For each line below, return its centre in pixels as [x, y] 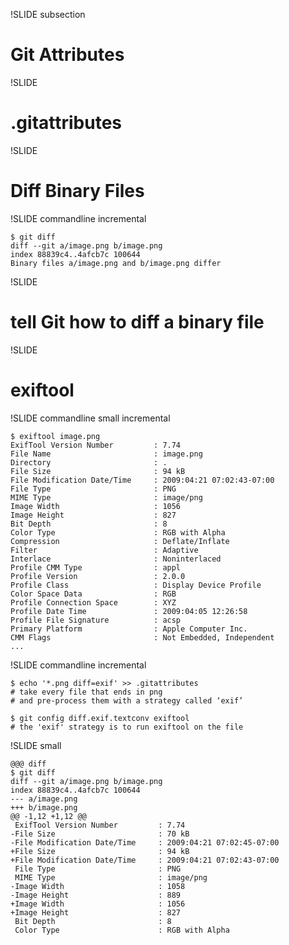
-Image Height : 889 [96, 895]
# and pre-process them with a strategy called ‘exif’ [127, 700]
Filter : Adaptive [104, 550]
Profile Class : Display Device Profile [136, 585]
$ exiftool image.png [55, 436]
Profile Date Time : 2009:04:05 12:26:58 [129, 611]
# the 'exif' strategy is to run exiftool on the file [127, 727]
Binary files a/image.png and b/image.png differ [116, 263]
